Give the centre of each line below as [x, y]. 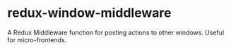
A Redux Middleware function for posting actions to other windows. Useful [116, 32]
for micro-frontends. [37, 39]
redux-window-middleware [89, 13]
